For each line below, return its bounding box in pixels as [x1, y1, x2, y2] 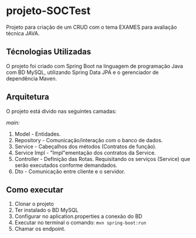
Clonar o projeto [14, 200, 54, 207]
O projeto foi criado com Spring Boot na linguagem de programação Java [6, 62, 184, 69]
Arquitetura [6, 92, 49, 102]
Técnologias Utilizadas [6, 47, 92, 57]
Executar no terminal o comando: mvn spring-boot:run [14, 219, 147, 226]
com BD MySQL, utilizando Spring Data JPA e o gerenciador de [6, 69, 159, 76]
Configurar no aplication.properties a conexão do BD [14, 213, 143, 220]
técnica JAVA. [6, 29, 40, 36]
